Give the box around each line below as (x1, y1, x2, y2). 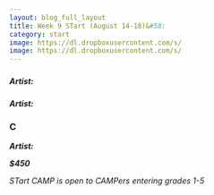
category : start (9, 30, 70, 38)
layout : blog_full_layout (9, 13, 106, 22)
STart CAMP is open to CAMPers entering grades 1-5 (9, 175, 205, 186)
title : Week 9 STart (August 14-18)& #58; (9, 21, 167, 30)
